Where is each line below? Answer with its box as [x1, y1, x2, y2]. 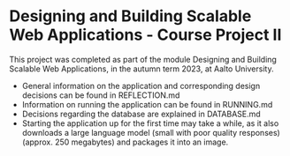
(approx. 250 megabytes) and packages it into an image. [21, 137, 229, 147]
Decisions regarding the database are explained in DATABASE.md [21, 108, 261, 119]
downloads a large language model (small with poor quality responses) [21, 127, 280, 137]
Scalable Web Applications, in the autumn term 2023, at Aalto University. [9, 63, 274, 74]
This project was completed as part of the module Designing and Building [9, 54, 277, 64]
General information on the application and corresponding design [21, 80, 261, 91]
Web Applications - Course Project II [9, 25, 282, 45]
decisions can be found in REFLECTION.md [21, 90, 180, 100]
